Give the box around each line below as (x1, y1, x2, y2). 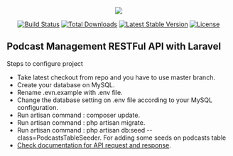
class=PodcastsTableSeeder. (16, 133, 102, 142)
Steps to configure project (6, 59, 83, 67)
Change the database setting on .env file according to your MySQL (16, 96, 213, 104)
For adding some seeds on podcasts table (103, 133, 227, 142)
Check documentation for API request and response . (16, 140, 171, 149)
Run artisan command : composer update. (16, 111, 140, 119)
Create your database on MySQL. (16, 80, 115, 89)
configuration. (16, 103, 58, 111)
